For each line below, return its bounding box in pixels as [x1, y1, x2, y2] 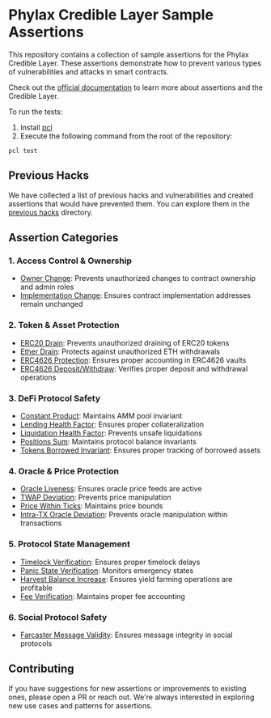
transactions [19, 518, 62, 528]
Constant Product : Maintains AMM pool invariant [19, 411, 183, 421]
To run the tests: [8, 107, 63, 117]
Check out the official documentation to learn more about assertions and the [8, 83, 264, 92]
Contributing [8, 662, 74, 676]
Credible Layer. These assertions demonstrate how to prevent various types [8, 58, 261, 68]
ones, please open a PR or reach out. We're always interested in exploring [8, 692, 255, 702]
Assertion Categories [8, 231, 119, 244]
